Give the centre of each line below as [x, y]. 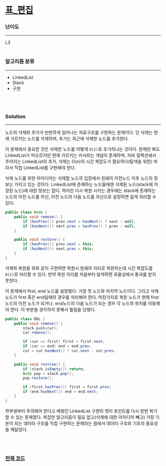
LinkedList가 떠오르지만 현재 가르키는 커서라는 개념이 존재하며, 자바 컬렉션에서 [81, 155]
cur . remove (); [37, 333]
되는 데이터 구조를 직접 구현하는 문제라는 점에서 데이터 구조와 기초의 [79, 423]
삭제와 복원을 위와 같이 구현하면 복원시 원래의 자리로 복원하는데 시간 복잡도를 [79, 268]
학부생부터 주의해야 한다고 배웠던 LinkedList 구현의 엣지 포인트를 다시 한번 [77, 411]
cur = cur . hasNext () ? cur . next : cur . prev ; [69, 351]
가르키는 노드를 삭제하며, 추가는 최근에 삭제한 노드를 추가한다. [70, 139]
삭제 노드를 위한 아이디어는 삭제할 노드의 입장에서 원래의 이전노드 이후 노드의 [79, 178]
